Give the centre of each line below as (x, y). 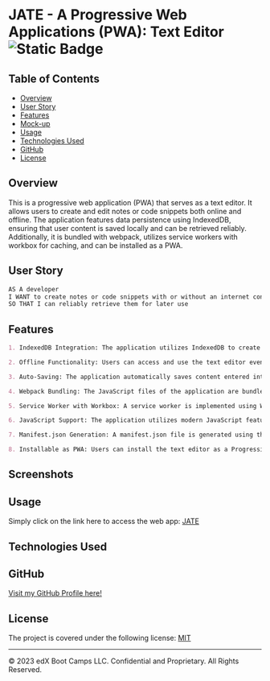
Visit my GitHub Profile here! (55, 593)
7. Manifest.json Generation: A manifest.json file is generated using (131, 435)
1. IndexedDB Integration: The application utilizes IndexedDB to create (135, 348)
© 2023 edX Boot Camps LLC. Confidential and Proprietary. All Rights (124, 661)
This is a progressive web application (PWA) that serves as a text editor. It (131, 202)
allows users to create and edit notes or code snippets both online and (125, 211)
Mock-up (35, 124)
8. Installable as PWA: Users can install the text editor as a (118, 450)
